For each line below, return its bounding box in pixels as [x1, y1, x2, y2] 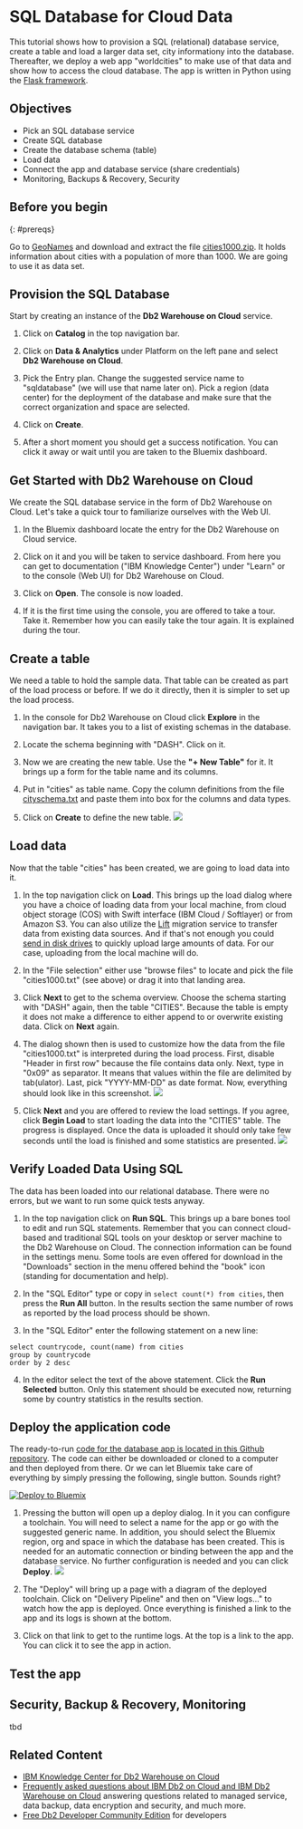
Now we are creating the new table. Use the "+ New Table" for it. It [22, 756, 274, 767]
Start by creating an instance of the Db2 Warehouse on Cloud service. [9, 311, 273, 322]
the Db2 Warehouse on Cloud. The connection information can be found [22, 1241, 292, 1252]
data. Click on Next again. [22, 1021, 120, 1032]
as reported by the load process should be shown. [22, 1307, 211, 1318]
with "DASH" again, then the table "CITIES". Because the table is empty [22, 1001, 289, 1012]
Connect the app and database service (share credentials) [22, 163, 241, 174]
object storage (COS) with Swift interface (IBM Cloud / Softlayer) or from [22, 909, 293, 919]
